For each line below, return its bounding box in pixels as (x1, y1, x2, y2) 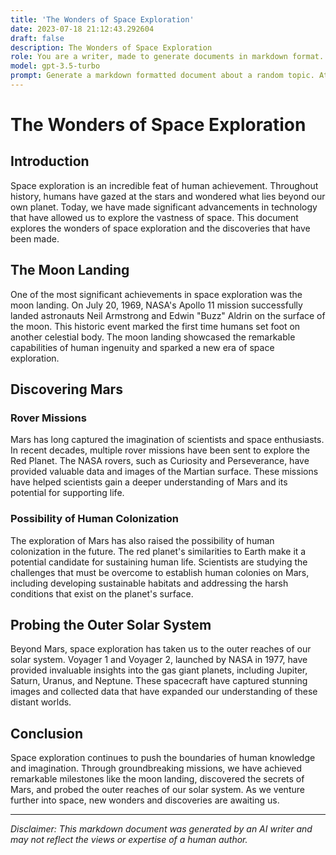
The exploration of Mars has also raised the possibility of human (10, 534, 275, 546)
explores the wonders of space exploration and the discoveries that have (10, 222, 311, 234)
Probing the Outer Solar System (10, 617, 212, 634)
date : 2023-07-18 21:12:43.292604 (10, 24, 155, 34)
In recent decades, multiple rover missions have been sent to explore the (10, 444, 310, 456)
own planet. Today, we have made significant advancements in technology (10, 201, 318, 213)
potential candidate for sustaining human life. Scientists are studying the (10, 556, 308, 568)
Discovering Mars (10, 381, 123, 398)
